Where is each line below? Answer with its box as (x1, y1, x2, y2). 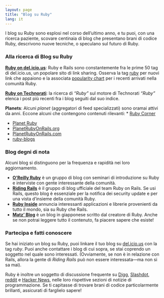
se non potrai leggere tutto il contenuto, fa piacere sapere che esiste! (12, 217, 154, 223)
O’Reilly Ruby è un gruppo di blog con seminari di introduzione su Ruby (12, 174, 160, 180)
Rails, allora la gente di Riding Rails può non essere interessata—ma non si (5, 257, 158, 263)
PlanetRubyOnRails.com (12, 131, 62, 137)
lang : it (5, 16, 23, 21)
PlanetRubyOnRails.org (12, 125, 60, 131)
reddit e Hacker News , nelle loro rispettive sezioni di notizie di (5, 277, 132, 283)
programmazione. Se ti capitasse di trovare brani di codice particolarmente (5, 282, 159, 288)
